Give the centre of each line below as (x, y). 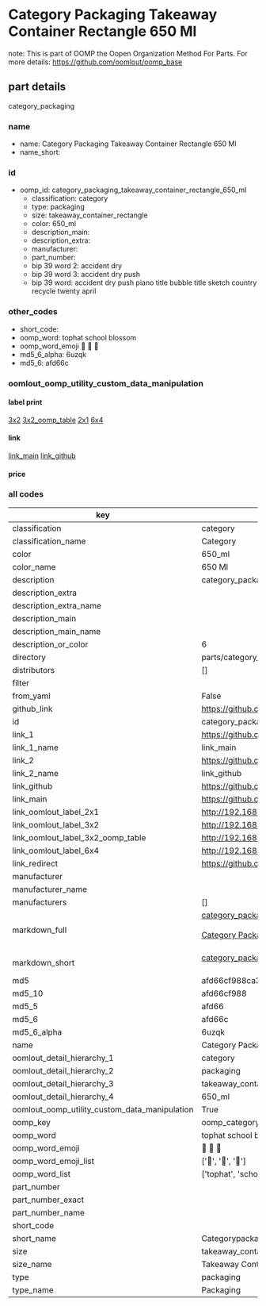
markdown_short (44, 962)
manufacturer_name (50, 889)
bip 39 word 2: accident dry (77, 266)
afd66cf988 (224, 993)
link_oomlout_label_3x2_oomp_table (79, 837)
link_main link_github (42, 455)
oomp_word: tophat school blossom (78, 337)
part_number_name (48, 1212)
